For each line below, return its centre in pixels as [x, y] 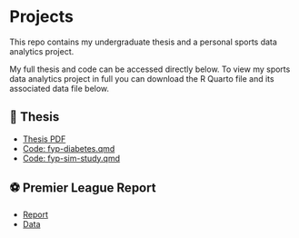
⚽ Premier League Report [83, 188]
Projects [42, 17]
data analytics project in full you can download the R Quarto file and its [142, 78]
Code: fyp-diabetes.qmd [69, 148]
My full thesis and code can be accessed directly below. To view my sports [150, 69]
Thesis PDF [44, 139]
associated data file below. [60, 88]
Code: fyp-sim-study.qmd [71, 158]
